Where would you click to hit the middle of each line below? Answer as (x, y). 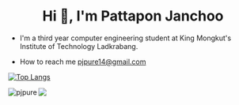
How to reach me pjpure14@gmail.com (83, 62)
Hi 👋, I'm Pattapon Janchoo (133, 16)
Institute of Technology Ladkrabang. (79, 46)
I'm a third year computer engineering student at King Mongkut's (125, 38)
